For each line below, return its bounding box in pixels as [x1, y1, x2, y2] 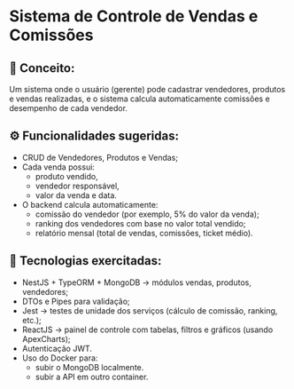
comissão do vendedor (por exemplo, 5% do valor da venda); [35, 209, 259, 219]
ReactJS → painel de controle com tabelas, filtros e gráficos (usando [21, 324, 274, 335]
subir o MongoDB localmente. [35, 361, 144, 372]
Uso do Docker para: [21, 353, 98, 363]
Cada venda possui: [21, 162, 96, 172]
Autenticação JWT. [21, 343, 93, 353]
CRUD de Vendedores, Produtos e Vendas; [21, 152, 179, 163]
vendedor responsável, [35, 180, 120, 191]
